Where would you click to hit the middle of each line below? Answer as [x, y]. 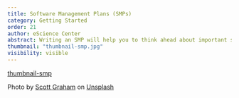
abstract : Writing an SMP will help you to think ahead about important [117, 40]
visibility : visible [38, 54]
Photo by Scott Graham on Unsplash [61, 87]
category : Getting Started [47, 20]
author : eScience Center [44, 33]
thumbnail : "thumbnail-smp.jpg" [55, 47]
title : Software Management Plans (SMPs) [70, 14]
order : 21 [22, 27]
